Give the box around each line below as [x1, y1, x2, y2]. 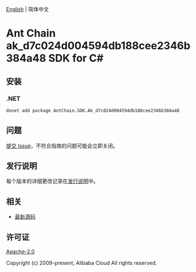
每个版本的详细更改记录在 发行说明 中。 [6, 177, 99, 184]
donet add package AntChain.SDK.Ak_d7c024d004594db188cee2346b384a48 [6, 108, 180, 113]
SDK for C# [48, 52, 104, 65]
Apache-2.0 [6, 248, 35, 255]
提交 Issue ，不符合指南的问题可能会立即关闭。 [6, 142, 119, 149]
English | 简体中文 [6, 6, 49, 12]
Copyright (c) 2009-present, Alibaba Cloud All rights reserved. [6, 260, 157, 266]
